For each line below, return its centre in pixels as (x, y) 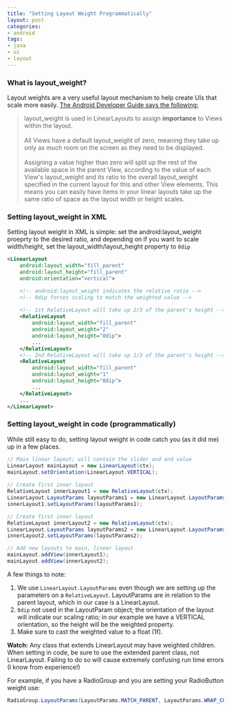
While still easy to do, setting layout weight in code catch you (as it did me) (113, 439)
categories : (24, 26)
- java (16, 46)
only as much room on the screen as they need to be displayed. (114, 148)
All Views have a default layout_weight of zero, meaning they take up (121, 140)
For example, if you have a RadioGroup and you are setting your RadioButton (115, 680)
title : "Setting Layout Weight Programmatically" (80, 13)
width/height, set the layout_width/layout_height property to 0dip (99, 246)
